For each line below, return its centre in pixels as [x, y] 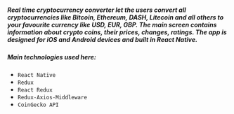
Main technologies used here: [52, 57]
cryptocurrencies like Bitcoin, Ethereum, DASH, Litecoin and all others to [116, 17]
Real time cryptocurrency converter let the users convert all [97, 10]
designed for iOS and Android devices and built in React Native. [103, 39]
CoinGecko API [38, 105]
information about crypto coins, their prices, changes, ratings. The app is [117, 32]
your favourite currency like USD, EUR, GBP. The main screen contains [112, 24]
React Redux [35, 90]
